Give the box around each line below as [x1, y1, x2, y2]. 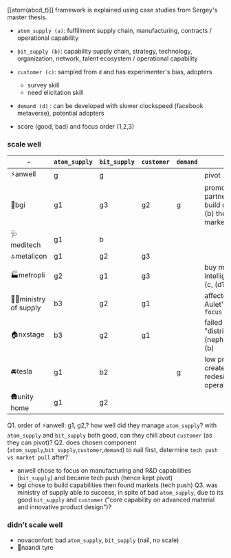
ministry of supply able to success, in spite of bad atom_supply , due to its [16, 489, 224, 497]
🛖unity [10, 392, 34, 402]
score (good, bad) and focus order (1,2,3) [16, 122, 135, 130]
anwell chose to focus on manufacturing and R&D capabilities [16, 466, 191, 475]
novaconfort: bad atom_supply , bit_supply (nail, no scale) [16, 536, 179, 544]
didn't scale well [7, 520, 63, 530]
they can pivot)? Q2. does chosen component [7, 438, 137, 447]
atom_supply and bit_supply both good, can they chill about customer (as [7, 431, 212, 440]
